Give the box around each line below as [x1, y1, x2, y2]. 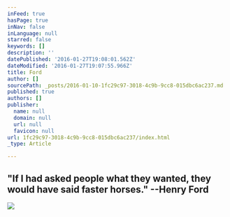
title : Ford [7, 69, 42, 76]
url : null [13, 120, 42, 128]
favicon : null [13, 127, 55, 134]
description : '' [7, 50, 55, 57]
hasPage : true [7, 17, 49, 24]
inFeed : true [7, 10, 45, 17]
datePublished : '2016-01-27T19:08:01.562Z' [7, 56, 136, 63]
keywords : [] [7, 43, 45, 50]
